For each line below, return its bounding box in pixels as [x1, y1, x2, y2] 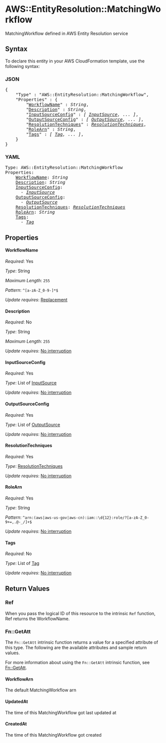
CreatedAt [5, 721, 27, 727]
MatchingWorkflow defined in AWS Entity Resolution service [5, 30, 128, 36]
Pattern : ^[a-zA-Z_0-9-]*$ [5, 287, 58, 293]
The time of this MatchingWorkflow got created [5, 732, 102, 738]
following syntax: [5, 63, 40, 69]
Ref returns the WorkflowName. [5, 616, 70, 621]
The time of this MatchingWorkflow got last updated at [5, 709, 116, 715]
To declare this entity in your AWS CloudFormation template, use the [5, 58, 145, 64]
